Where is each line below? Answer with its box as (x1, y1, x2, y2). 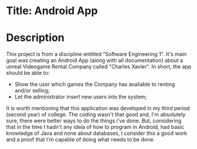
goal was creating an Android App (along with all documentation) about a (6, 57, 183, 64)
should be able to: (6, 69, 50, 77)
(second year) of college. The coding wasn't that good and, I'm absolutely (6, 111, 186, 118)
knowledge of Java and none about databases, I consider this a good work (6, 130, 187, 137)
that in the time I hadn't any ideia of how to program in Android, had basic (6, 124, 185, 131)
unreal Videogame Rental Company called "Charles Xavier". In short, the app (6, 63, 192, 70)
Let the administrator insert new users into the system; (14, 93, 147, 101)
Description (6, 31, 65, 45)
